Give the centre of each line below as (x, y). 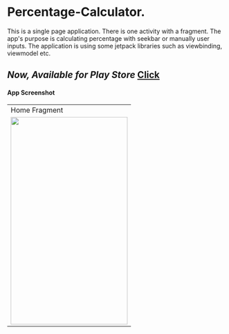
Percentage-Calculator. (76, 12)
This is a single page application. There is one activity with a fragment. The (114, 31)
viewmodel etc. (29, 53)
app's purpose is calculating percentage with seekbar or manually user (108, 38)
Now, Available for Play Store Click (84, 75)
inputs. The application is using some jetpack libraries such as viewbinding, (115, 46)
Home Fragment (37, 110)
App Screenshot (31, 92)
